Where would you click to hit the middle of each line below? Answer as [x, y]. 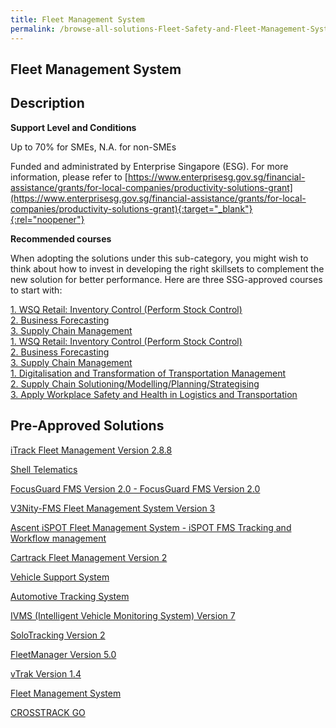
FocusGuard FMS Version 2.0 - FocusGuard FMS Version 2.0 [135, 488]
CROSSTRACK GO [48, 712]
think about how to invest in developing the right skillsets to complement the [167, 268]
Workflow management [58, 538]
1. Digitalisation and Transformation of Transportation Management [148, 373]
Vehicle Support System [60, 577]
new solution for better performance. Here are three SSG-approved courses [166, 279]
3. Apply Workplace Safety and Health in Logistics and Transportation [154, 394]
